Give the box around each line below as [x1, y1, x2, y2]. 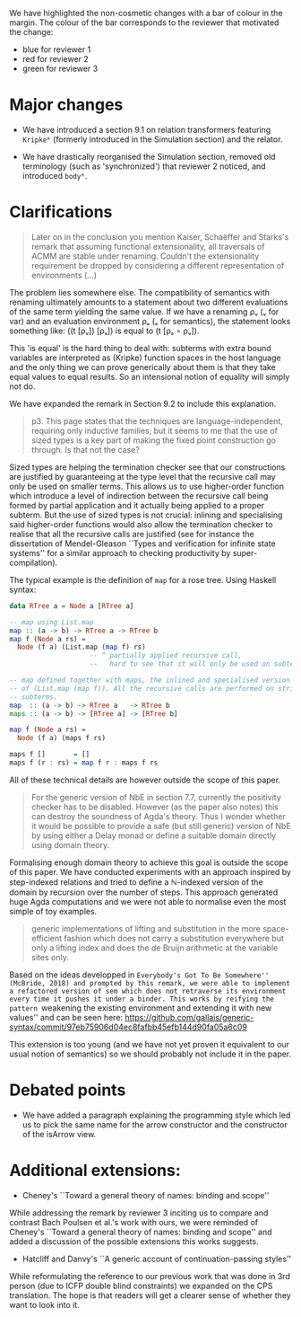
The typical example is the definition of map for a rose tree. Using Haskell [9, 574, 277, 585]
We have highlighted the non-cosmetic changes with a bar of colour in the [9, 8, 284, 18]
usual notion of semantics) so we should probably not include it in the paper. [9, 1048, 292, 1059]
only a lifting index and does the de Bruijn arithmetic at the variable [30, 942, 279, 953]
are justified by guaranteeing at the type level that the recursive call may [9, 471, 276, 482]
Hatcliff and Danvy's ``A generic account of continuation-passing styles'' [21, 1253, 292, 1264]
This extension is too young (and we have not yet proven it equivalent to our [9, 1039, 289, 1049]
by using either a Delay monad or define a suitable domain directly [30, 830, 277, 841]
